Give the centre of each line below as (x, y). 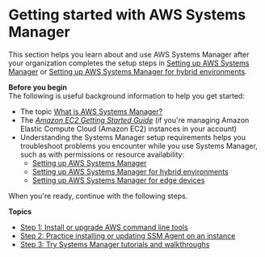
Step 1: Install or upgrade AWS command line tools (104, 227)
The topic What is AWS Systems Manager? (91, 112)
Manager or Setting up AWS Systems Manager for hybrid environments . (128, 71)
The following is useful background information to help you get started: (126, 95)
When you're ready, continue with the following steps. (98, 196)
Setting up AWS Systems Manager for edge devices (118, 180)
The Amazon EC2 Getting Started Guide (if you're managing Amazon (135, 120)
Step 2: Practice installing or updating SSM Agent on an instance (128, 235)
